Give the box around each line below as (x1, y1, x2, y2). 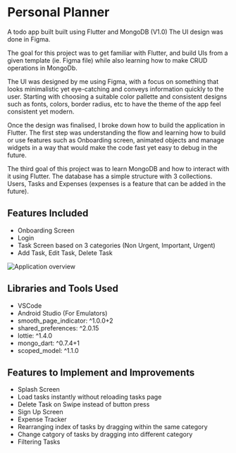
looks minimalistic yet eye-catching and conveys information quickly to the (7, 85, 224, 93)
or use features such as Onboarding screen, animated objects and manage (7, 135, 225, 144)
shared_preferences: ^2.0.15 (17, 323, 99, 332)
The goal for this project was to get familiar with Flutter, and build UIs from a (7, 49, 228, 57)
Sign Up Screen (17, 408, 63, 416)
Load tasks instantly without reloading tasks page (17, 392, 162, 402)
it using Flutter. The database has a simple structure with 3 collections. (7, 172, 213, 180)
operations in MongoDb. (7, 63, 77, 72)
